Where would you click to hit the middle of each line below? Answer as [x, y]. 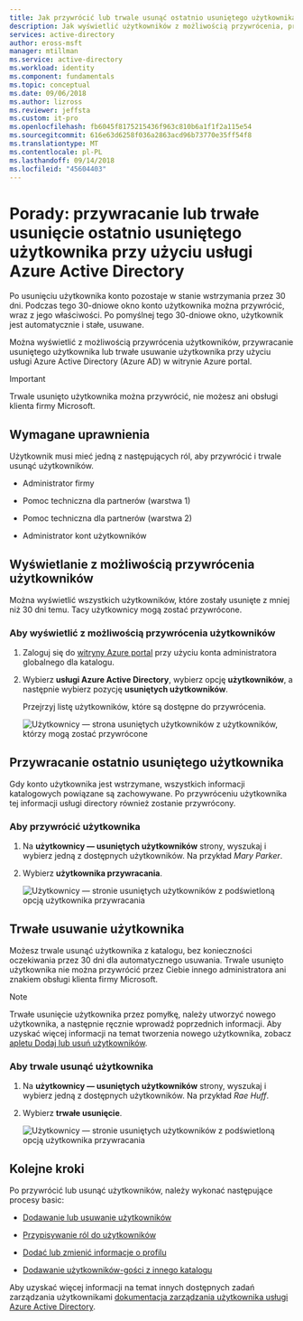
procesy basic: [37, 1200]
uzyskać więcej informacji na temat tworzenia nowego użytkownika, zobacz [151, 1034]
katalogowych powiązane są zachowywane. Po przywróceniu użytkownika [148, 794]
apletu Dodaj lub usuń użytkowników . [78, 1043]
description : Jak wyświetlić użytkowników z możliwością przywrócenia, [147, 26]
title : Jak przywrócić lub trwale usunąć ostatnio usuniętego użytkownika [153, 18]
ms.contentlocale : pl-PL [56, 152]
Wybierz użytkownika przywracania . [92, 873]
